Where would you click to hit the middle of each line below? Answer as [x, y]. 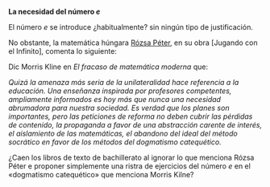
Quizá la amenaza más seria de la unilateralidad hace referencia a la [124, 82]
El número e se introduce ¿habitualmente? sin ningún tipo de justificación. [131, 27]
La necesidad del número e [54, 12]
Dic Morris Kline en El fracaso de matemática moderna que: [108, 67]
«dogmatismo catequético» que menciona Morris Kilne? [102, 175]
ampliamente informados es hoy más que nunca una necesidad [115, 99]
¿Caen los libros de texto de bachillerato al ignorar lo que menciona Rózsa [131, 157]
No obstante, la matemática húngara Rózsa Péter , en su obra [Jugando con [133, 43]
